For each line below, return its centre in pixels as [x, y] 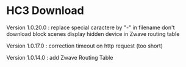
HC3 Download [45, 11]
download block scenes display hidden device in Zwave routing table [93, 33]
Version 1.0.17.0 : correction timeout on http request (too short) [85, 46]
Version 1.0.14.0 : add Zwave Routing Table [60, 57]
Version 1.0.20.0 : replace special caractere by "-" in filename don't [91, 27]
